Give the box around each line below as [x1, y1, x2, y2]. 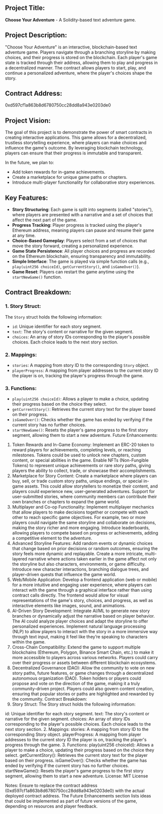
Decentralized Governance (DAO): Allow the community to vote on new [12, 665, 155, 671]
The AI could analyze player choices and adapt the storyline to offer [12, 618, 148, 624]
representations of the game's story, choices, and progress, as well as [12, 598, 153, 603]
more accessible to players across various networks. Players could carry [12, 655, 158, 661]
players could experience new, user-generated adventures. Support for [12, 489, 155, 494]
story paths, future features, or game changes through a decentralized [12, 670, 154, 676]
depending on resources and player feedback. [5, 803, 98, 809]
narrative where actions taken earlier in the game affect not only [28, 556, 157, 562]
